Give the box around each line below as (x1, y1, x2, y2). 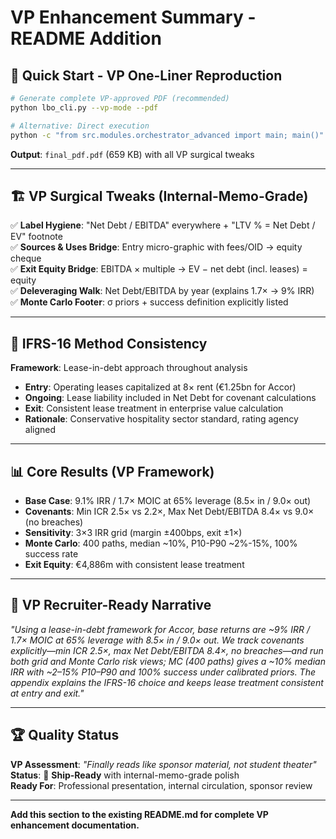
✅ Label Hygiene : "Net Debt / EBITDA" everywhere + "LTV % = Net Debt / (10, 219, 316, 231)
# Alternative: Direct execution (10, 121, 150, 131)
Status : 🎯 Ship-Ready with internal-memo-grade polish (10, 769, 240, 781)
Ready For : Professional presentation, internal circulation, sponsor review (10, 779, 313, 791)
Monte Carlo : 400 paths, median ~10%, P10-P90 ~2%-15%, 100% (24, 537, 298, 549)
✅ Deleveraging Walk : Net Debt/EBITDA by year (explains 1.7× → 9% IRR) (10, 285, 315, 297)
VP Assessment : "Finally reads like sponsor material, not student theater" (10, 758, 317, 770)
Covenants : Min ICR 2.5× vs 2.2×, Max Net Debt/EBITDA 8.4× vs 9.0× (24, 505, 315, 517)
